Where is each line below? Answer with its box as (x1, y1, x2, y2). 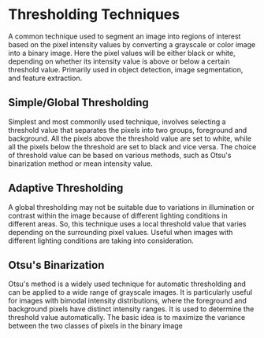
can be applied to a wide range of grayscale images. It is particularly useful (8, 288, 253, 297)
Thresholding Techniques (8, 6, 180, 24)
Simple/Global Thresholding (8, 96, 150, 109)
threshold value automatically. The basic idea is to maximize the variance (8, 313, 246, 322)
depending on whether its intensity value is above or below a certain (8, 57, 230, 66)
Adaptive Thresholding (8, 182, 124, 195)
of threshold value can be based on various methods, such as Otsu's (8, 150, 232, 160)
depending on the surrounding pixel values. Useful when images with (8, 227, 233, 237)
